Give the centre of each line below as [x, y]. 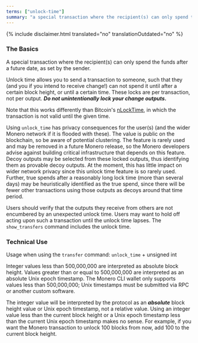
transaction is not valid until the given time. [58, 116]
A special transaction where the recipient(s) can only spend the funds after [97, 62]
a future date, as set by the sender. [49, 68]
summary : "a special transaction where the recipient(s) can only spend [97, 17]
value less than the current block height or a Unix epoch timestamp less [93, 315]
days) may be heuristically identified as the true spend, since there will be [95, 184]
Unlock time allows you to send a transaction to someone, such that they [94, 80]
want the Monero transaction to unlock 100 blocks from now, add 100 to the [98, 328]
